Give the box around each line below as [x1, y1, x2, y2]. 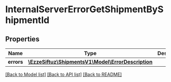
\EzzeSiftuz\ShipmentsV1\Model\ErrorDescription [27, 59, 153, 65]
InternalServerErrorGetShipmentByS [5, 4, 164, 15]
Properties [5, 35, 40, 43]
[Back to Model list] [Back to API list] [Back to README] [5, 71, 122, 77]
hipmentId [5, 14, 50, 26]
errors [8, 59, 23, 65]
